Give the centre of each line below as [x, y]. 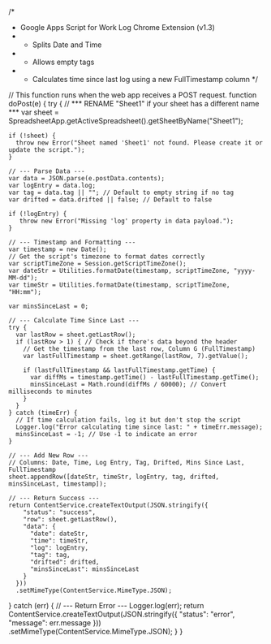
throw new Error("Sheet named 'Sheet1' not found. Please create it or [140, 143]
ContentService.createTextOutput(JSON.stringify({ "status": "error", [122, 614]
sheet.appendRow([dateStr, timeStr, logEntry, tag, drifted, [114, 477]
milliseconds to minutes [50, 391]
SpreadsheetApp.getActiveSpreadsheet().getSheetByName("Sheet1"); [126, 121]
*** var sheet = [34, 112]
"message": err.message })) [55, 623]
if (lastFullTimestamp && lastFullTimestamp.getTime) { [120, 370]
